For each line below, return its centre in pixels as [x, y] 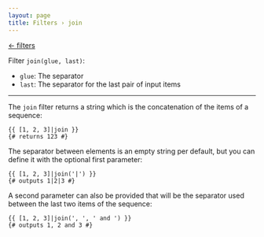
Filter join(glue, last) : [46, 61]
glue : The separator [51, 76]
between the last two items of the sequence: [80, 204]
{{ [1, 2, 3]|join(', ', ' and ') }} [70, 218]
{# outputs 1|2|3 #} [42, 181]
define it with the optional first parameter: [75, 159]
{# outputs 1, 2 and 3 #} [50, 225]
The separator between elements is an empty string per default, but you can [132, 151]
